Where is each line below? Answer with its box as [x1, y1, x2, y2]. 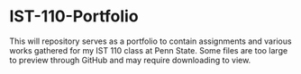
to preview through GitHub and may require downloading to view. [9, 54, 251, 65]
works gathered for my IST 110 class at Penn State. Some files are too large [9, 45, 288, 55]
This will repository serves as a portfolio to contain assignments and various [9, 36, 292, 46]
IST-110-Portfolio [9, 6, 139, 27]
